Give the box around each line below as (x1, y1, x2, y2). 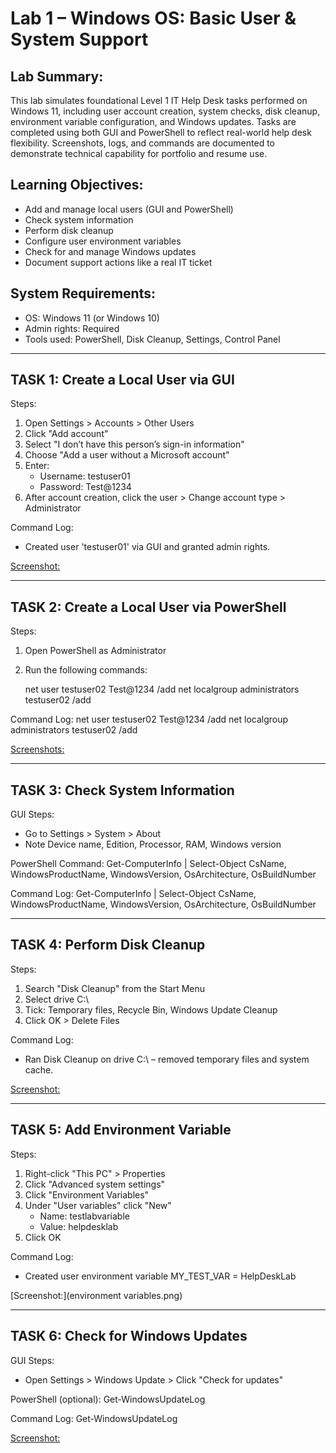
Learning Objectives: (10, 177, 144, 194)
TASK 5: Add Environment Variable (10, 1122, 232, 1139)
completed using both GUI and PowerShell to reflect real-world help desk (10, 127, 312, 138)
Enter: (24, 460, 50, 472)
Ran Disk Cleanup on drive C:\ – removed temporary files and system (24, 1053, 310, 1065)
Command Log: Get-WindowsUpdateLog (10, 1412, 178, 1424)
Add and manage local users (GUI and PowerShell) (24, 203, 234, 215)
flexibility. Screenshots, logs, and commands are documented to (10, 137, 275, 149)
